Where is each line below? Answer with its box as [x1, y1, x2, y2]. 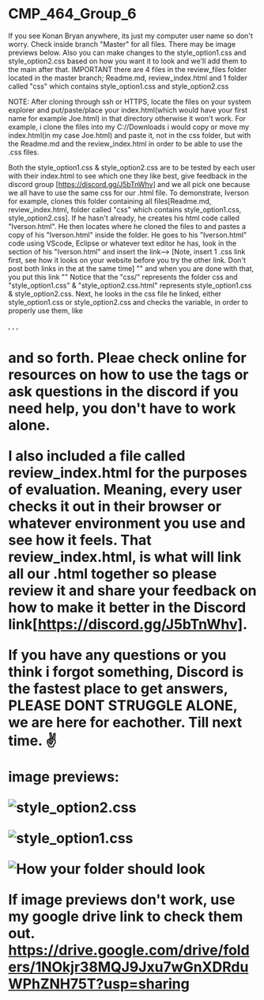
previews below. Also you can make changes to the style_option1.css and [8, 48, 247, 57]
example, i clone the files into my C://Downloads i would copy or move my [8, 122, 250, 132]
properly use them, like [8, 306, 83, 315]
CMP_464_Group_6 [8, 5, 137, 23]
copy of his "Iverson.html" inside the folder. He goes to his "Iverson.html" [8, 230, 247, 239]
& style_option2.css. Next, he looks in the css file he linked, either [8, 288, 222, 298]
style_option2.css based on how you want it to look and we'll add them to [8, 56, 247, 66]
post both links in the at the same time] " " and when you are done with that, [8, 263, 255, 273]
